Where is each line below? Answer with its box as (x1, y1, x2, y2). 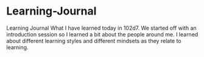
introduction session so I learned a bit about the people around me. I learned (6, 30, 199, 38)
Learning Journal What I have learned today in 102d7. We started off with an (6, 24, 197, 32)
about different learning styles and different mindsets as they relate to (6, 37, 181, 44)
